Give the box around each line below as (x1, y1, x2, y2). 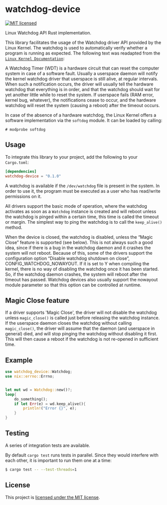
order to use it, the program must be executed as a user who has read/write (5, 188, 161, 194)
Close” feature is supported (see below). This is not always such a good (5, 239, 153, 245)
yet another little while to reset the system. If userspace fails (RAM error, (5, 92, 154, 98)
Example (5, 356, 33, 364)
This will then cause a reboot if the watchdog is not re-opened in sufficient (5, 336, 159, 342)
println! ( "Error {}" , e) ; (23, 406, 77, 411)
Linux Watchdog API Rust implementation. (5, 30, 91, 36)
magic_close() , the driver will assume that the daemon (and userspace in (5, 325, 155, 331)
